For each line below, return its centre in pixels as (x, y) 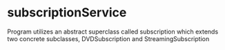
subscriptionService (67, 13)
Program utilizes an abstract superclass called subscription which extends (113, 32)
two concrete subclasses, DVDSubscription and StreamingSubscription (108, 38)
